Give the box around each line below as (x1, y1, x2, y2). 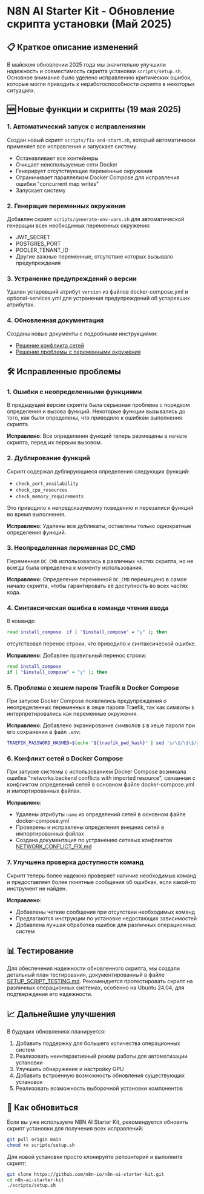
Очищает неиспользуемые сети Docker (15, 160, 118, 168)
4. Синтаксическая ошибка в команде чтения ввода (7, 604, 169, 612)
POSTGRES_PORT (15, 240, 61, 247)
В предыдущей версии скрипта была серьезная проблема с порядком (7, 401, 190, 409)
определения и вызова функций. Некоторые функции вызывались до (7, 407, 186, 415)
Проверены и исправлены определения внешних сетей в (15, 823, 165, 831)
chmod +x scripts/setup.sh (7, 1142, 75, 1148)
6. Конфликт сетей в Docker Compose (7, 754, 123, 762)
